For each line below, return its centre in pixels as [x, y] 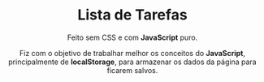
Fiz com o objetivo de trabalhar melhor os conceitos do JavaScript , [132, 53]
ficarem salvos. [132, 70]
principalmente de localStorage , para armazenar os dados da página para [132, 62]
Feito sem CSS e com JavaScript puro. [132, 37]
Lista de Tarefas [132, 15]
